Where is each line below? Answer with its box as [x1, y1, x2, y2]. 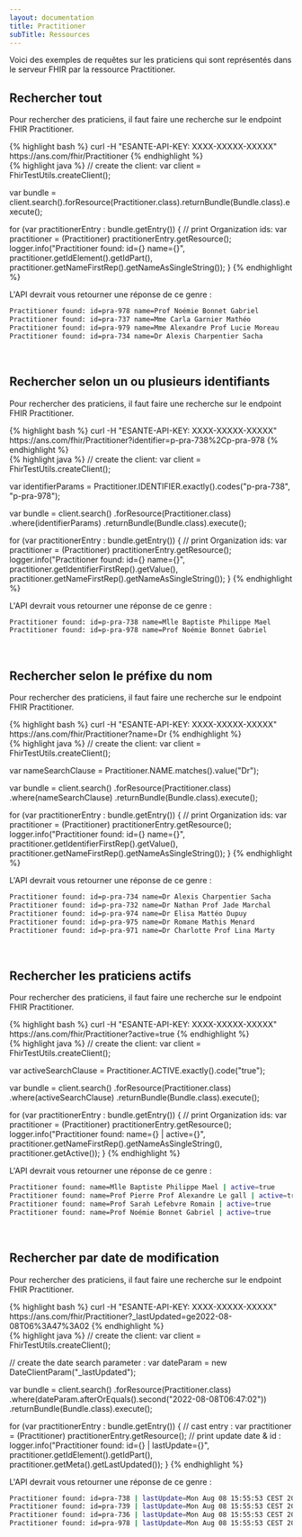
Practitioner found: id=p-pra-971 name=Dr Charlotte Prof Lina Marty [9, 926, 276, 935]
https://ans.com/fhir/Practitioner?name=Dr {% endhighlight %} [9, 728, 242, 739]
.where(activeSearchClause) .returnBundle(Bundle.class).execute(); [9, 1092, 260, 1103]
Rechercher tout [9, 90, 102, 105]
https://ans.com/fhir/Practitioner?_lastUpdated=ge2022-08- [9, 1311, 233, 1322]
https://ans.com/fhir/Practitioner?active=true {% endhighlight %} [9, 1028, 250, 1040]
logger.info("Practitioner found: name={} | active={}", [9, 1129, 206, 1140]
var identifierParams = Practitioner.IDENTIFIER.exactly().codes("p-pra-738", [9, 481, 290, 492]
